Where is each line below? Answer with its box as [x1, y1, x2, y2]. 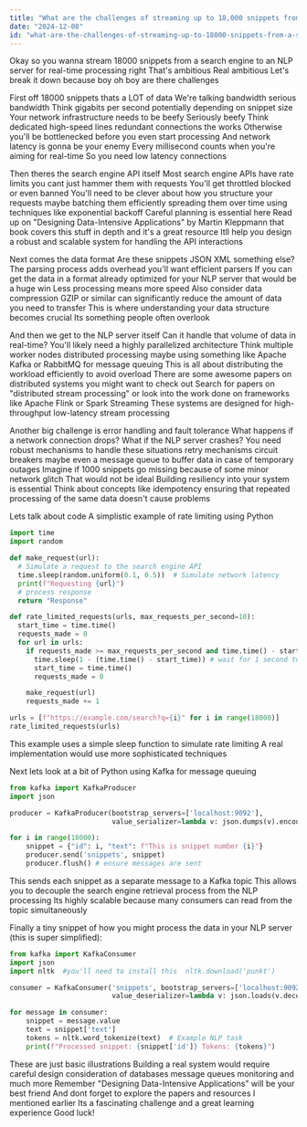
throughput [9, 407, 52, 418]
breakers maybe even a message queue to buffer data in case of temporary [9, 454, 294, 466]
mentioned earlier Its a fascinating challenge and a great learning [9, 1097, 255, 1108]
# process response [17, 587, 92, 596]
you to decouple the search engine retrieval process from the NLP [9, 885, 259, 896]
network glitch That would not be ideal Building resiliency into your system [9, 474, 290, 485]
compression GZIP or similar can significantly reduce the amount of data [9, 293, 282, 304]
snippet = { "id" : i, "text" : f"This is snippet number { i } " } [26, 842, 263, 851]
